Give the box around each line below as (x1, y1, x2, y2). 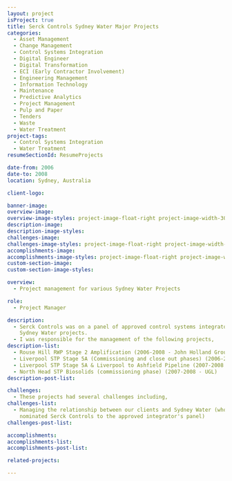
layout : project (7, 10, 54, 17)
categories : (7, 29, 41, 37)
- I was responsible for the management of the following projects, (13, 336, 215, 343)
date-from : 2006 (7, 164, 54, 171)
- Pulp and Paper (13, 107, 64, 114)
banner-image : (7, 202, 48, 209)
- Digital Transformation (13, 62, 88, 69)
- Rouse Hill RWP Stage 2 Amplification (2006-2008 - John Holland (13, 349, 212, 356)
